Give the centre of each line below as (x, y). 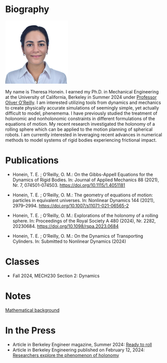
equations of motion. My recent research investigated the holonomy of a (80, 124)
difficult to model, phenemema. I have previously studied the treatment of (81, 113)
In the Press (30, 330)
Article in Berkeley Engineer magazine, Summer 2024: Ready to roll (82, 344)
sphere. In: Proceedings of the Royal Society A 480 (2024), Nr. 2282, (84, 221)
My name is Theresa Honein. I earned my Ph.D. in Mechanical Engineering (82, 91)
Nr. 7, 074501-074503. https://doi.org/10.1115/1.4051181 (69, 185)
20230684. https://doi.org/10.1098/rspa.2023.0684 (66, 226)
